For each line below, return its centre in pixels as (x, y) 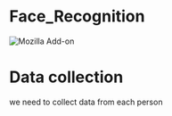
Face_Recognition (77, 17)
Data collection (66, 77)
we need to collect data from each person (86, 102)
